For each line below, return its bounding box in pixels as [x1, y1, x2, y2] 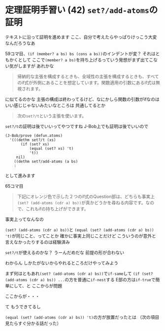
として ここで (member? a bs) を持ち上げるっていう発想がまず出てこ [18, 57, 154, 63]
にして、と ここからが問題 [9, 283, 63, 289]
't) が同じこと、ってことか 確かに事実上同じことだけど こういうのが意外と [5, 232, 157, 239]
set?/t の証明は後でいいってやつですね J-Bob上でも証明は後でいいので [5, 123, 149, 129]
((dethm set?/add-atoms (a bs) [14, 159, 78, 164]
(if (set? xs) [20, 141, 50, 147]
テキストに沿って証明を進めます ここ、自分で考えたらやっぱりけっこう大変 [5, 34, 157, 40]
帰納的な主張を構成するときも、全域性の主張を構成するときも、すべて [17, 73, 159, 79]
